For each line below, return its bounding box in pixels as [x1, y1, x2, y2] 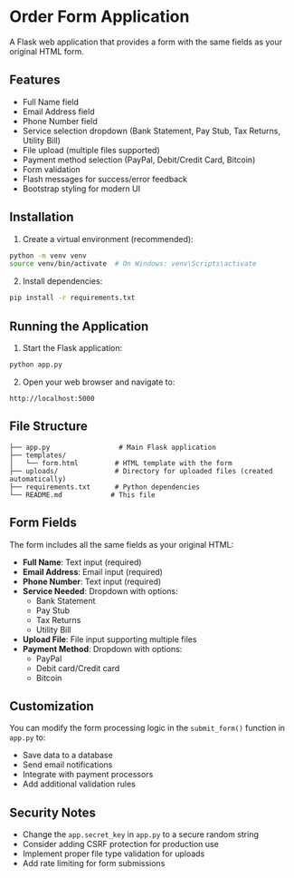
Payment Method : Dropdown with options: [22, 643, 183, 654]
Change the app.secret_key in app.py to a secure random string [22, 829, 260, 840]
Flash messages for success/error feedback [22, 173, 188, 184]
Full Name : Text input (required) [22, 556, 142, 568]
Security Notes [9, 805, 97, 820]
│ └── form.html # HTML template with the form [9, 458, 232, 468]
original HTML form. [9, 45, 84, 56]
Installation [9, 210, 74, 225]
